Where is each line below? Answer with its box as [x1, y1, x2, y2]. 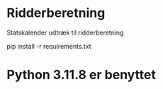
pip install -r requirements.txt [6, 42, 91, 50]
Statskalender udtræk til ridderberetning [6, 28, 124, 37]
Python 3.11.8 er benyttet [6, 67, 157, 83]
